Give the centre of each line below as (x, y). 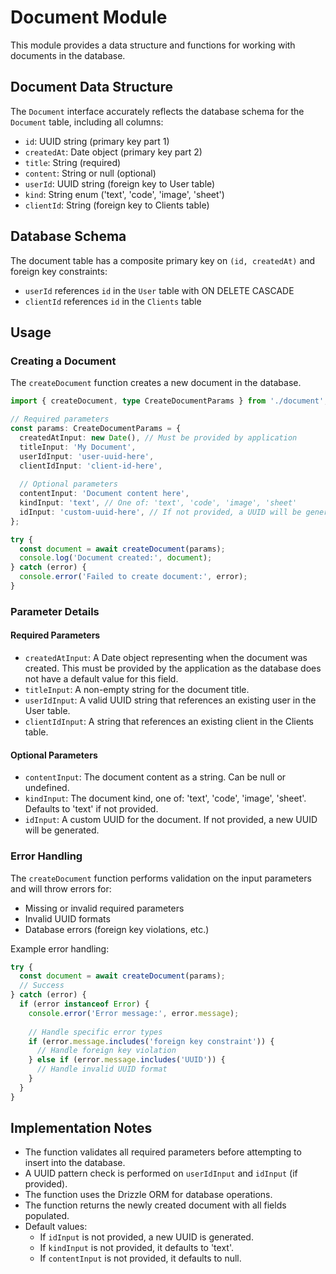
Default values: (56, 1227)
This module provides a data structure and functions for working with (153, 45)
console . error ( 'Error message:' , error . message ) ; (134, 1013)
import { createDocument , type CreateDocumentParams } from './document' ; (169, 401)
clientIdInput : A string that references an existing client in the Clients (169, 721)
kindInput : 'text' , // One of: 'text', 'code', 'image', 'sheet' (158, 503)
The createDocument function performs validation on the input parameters (161, 878)
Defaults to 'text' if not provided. (91, 809)
